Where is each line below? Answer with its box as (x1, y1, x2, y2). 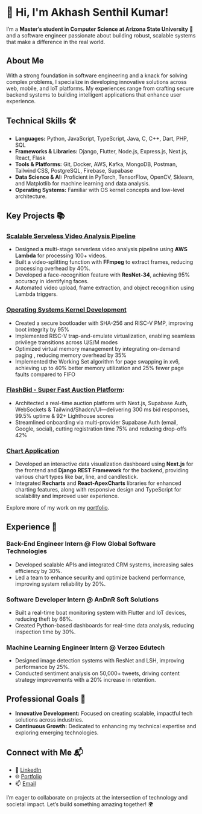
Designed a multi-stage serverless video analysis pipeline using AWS (14, 246, 188, 253)
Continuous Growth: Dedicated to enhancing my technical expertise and (14, 723, 197, 730)
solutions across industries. (14, 716, 84, 723)
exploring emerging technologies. (14, 729, 99, 736)
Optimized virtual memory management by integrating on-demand (14, 345, 180, 352)
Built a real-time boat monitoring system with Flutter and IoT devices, (14, 609, 187, 617)
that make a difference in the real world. (6, 38, 106, 45)
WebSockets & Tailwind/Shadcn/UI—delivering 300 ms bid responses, (14, 406, 190, 413)
